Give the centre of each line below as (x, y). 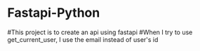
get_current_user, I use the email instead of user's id (83, 39)
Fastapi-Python (54, 13)
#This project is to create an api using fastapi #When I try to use (100, 32)
